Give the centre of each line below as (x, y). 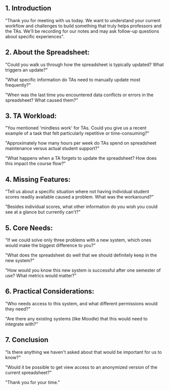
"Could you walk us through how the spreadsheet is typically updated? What (84, 64)
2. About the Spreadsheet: (48, 52)
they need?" (18, 309)
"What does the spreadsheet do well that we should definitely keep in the (81, 255)
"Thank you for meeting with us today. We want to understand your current (83, 20)
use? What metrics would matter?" (41, 276)
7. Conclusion (27, 340)
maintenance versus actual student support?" (52, 149)
